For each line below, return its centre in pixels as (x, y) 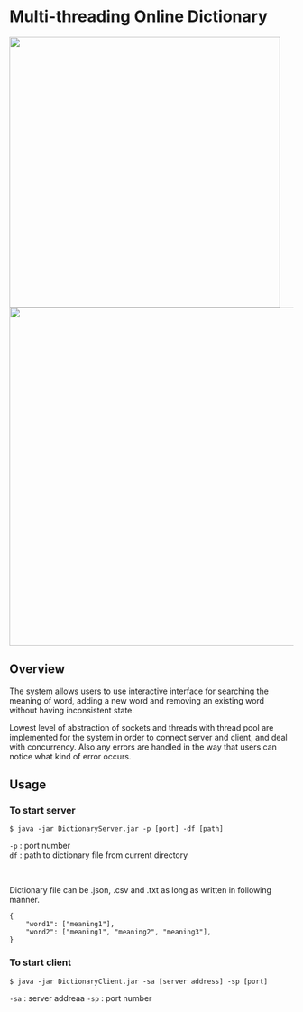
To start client (41, 962)
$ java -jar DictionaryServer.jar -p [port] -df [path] (116, 829)
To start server (42, 811)
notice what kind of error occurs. (70, 756)
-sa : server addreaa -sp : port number (81, 998)
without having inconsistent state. (72, 710)
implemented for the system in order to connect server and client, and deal (148, 737)
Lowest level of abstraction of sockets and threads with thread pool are (142, 727)
